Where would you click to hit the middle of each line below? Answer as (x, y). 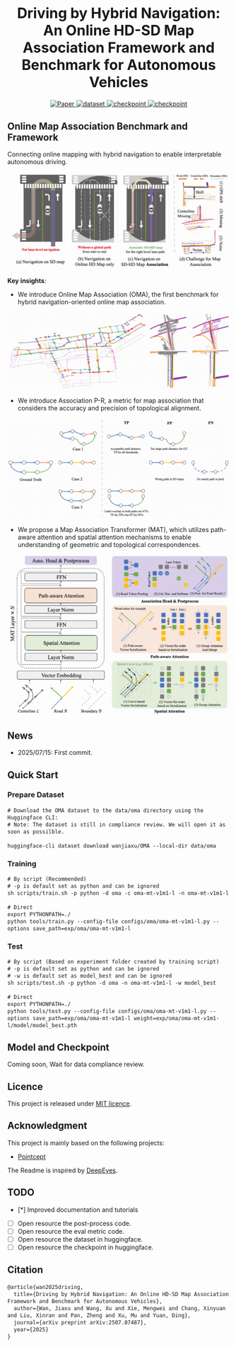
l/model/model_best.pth (42, 1026)
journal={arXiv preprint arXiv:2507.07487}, (80, 1322)
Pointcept (31, 1156)
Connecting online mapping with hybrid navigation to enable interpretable (114, 154)
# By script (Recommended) (47, 879)
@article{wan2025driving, (45, 1287)
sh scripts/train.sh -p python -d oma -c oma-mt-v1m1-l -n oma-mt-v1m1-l (118, 894)
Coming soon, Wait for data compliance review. (76, 1064)
